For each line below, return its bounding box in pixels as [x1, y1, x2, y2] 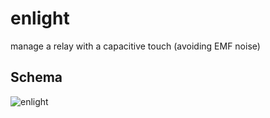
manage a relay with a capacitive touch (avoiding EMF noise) [10, 40, 261, 52]
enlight [10, 7, 70, 30]
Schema [10, 69, 63, 86]
